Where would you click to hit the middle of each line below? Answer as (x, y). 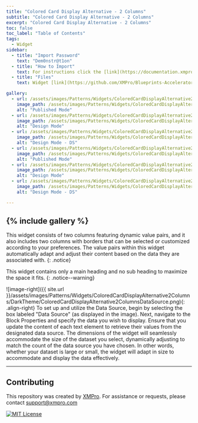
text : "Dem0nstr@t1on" (44, 61)
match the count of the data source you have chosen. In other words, (90, 346)
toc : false (19, 28)
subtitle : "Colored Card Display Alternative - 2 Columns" (80, 17)
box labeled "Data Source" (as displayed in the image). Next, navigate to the (98, 314)
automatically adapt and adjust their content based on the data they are (93, 254)
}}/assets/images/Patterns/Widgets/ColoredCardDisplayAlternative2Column (98, 296)
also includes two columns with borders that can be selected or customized (98, 242)
